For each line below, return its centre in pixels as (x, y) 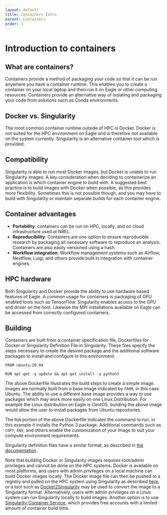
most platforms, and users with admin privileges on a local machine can (79, 471)
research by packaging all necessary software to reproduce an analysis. (86, 242)
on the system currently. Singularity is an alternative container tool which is (82, 139)
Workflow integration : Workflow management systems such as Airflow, (86, 253)
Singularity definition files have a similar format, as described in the (74, 445)
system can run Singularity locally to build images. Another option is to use (82, 497)
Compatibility (27, 160)
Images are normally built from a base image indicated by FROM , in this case (82, 389)
